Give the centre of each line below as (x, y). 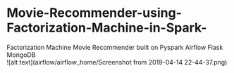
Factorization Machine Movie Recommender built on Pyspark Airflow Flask (115, 47)
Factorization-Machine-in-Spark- (107, 28)
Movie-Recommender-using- (94, 13)
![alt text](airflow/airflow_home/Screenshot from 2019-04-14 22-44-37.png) (117, 62)
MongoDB (21, 55)
